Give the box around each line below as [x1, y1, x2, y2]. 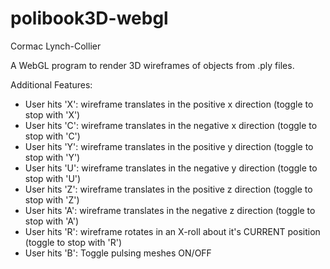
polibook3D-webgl [10, 7, 169, 30]
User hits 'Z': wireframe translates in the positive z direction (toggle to [24, 183, 313, 195]
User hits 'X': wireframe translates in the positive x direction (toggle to [24, 98, 314, 110]
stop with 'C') [24, 130, 81, 142]
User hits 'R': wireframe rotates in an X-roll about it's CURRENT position [24, 225, 321, 237]
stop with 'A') [24, 215, 80, 227]
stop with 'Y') [24, 151, 81, 163]
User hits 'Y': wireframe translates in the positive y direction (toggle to [24, 140, 314, 152]
